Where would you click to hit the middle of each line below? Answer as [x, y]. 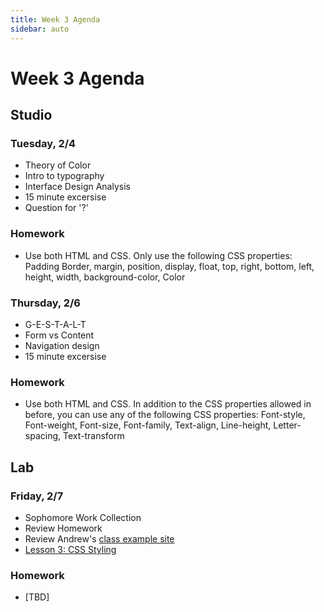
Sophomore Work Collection [83, 517]
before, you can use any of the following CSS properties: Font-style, [165, 415]
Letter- [287, 425]
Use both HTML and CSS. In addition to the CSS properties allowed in [168, 404]
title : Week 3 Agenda [55, 19]
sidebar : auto [40, 29]
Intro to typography [64, 176]
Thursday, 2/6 [45, 303]
